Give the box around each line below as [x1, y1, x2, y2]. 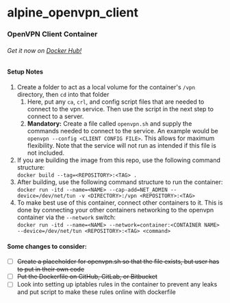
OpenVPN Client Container [7, 30, 98, 39]
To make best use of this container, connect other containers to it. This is [16, 198, 223, 207]
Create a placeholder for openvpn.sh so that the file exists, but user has [16, 258, 220, 266]
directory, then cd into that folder [16, 90, 110, 98]
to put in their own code [16, 265, 85, 273]
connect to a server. [27, 112, 84, 120]
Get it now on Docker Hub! [7, 46, 82, 54]
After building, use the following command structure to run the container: [16, 177, 223, 186]
